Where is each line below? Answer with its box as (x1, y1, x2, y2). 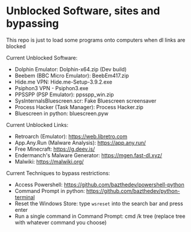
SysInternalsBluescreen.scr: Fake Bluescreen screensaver (14, 97, 157, 104)
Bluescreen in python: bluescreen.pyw (14, 110, 109, 117)
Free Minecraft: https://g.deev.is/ (14, 145, 95, 152)
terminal (14, 193, 35, 201)
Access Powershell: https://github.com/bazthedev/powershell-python (14, 181, 184, 188)
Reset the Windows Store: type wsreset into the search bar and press (14, 200, 183, 207)
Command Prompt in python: (14, 187, 85, 194)
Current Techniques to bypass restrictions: (6, 169, 111, 176)
